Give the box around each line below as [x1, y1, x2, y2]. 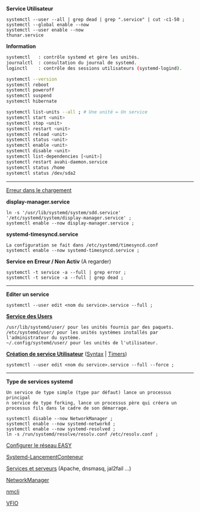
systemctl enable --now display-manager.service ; [6, 220, 135, 226]
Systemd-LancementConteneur [6, 453, 84, 460]
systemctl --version [6, 76, 58, 82]
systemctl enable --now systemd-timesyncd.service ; [6, 247, 140, 253]
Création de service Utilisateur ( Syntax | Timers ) [6, 350, 127, 357]
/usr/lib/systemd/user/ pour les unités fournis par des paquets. [6, 324, 174, 330]
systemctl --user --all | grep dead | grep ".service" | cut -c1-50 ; [6, 17, 185, 23]
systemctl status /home [6, 164, 65, 171]
